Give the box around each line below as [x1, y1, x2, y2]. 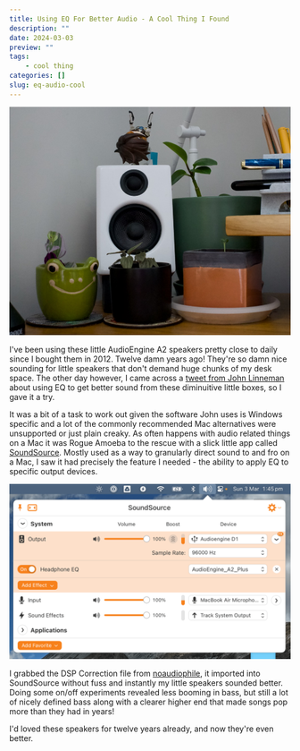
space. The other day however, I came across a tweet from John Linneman [9, 372, 285, 383]
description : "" [9, 23, 70, 33]
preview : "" [9, 43, 54, 52]
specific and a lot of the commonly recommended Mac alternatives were [9, 418, 277, 429]
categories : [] [9, 72, 66, 81]
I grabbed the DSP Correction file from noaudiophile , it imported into [9, 668, 261, 679]
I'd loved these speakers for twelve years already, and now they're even [9, 723, 274, 734]
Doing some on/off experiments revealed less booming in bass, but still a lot [9, 687, 288, 698]
